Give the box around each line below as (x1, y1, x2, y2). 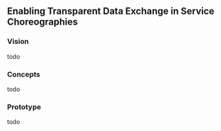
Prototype (7, 102, 42, 112)
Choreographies (7, 16, 78, 28)
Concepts (7, 69, 41, 79)
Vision (7, 37, 29, 47)
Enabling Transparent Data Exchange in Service (7, 5, 215, 17)
